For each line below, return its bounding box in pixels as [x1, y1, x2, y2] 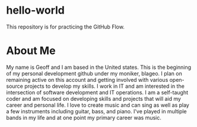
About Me [6, 44, 56, 58]
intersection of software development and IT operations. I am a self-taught [6, 88, 189, 96]
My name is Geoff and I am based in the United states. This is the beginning [6, 63, 192, 71]
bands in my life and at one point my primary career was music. [6, 114, 162, 121]
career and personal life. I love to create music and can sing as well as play [6, 101, 190, 109]
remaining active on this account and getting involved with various [6, 76, 169, 83]
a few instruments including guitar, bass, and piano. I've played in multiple [6, 107, 187, 115]
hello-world [6, 4, 65, 17]
